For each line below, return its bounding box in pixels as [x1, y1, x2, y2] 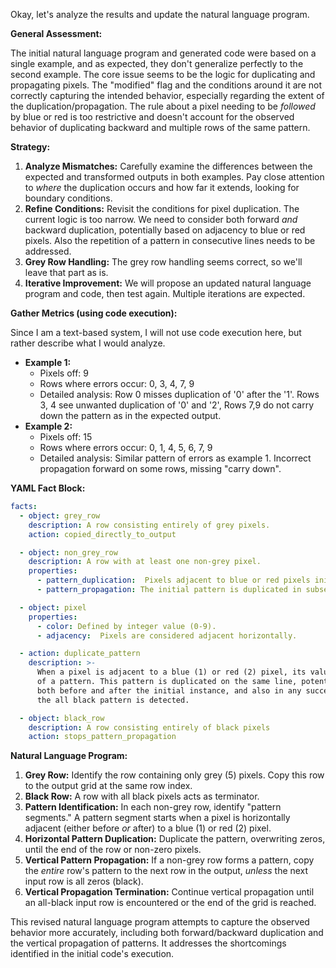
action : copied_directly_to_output [28, 529, 177, 539]
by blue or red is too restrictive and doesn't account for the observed [10, 111, 295, 123]
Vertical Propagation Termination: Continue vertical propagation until [24, 886, 315, 898]
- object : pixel [19, 602, 87, 613]
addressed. [24, 245, 72, 257]
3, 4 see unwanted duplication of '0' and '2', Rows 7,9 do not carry [39, 399, 315, 411]
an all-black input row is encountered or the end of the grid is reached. [24, 897, 317, 909]
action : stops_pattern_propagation [28, 732, 177, 742]
